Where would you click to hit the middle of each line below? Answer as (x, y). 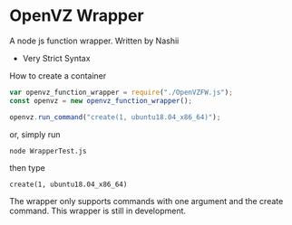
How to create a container (58, 75)
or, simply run (35, 134)
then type (27, 167)
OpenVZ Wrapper (77, 16)
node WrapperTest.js (49, 151)
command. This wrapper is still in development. (98, 211)
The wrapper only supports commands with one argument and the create (146, 201)
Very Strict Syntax (56, 58)
